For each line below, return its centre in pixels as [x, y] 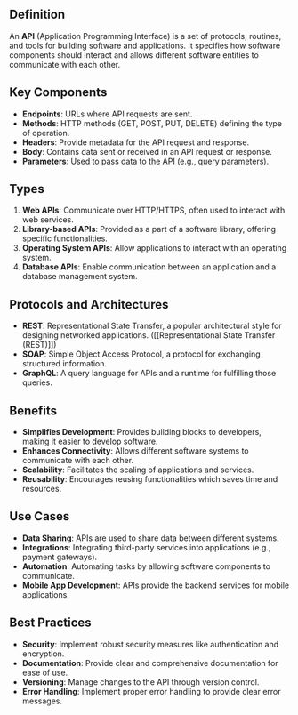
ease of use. [45, 672]
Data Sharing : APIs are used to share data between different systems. [150, 538]
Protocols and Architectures [89, 305]
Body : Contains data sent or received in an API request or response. [147, 151]
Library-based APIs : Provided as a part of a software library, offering [149, 229]
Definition [37, 15]
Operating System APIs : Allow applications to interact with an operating [154, 248]
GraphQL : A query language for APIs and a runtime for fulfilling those [149, 374]
